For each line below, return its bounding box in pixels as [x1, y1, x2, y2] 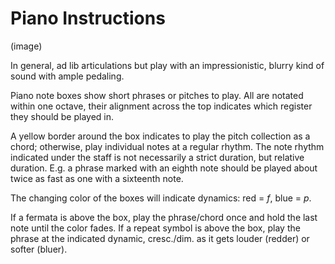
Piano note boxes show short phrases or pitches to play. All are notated [10, 89, 304, 101]
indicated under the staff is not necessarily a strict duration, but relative [10, 151, 305, 163]
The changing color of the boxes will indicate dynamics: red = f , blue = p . [10, 192, 312, 204]
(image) [10, 40, 43, 52]
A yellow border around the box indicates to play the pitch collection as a [10, 130, 311, 142]
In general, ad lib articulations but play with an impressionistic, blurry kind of [10, 59, 325, 71]
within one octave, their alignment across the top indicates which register [10, 100, 313, 112]
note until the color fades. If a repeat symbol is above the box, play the [10, 222, 301, 234]
